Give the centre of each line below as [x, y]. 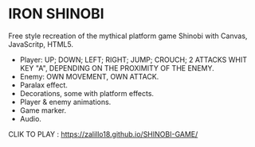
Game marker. [43, 110]
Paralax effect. [43, 85]
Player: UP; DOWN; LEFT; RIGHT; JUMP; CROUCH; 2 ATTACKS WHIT [133, 60]
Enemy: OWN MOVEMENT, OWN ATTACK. [89, 76]
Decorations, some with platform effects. [86, 93]
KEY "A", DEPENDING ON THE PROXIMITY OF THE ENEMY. [117, 68]
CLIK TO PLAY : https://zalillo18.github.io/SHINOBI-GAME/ [103, 134]
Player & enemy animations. [65, 102]
